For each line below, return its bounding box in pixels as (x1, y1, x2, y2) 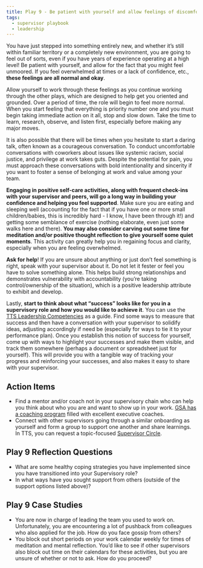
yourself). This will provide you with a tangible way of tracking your (6, 351, 174, 358)
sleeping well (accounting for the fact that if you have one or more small (6, 206, 185, 213)
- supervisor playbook (11, 20, 69, 26)
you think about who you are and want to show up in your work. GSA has (14, 404, 196, 411)
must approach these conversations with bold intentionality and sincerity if (6, 162, 192, 169)
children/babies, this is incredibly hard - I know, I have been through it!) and (6, 212, 195, 219)
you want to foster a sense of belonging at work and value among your (6, 169, 182, 176)
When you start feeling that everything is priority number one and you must (6, 105, 194, 112)
